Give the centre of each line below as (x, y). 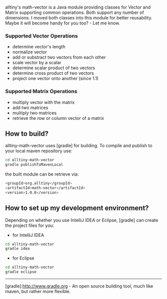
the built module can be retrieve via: (42, 174)
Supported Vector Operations (42, 36)
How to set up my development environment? (77, 208)
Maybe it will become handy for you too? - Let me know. (63, 23)
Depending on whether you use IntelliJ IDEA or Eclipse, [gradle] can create (82, 220)
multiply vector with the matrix (43, 102)
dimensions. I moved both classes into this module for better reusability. (79, 18)
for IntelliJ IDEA (28, 235)
